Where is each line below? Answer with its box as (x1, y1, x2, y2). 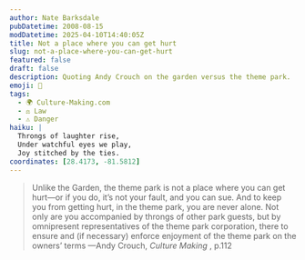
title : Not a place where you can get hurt (9, 38, 178, 48)
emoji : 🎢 (9, 81, 43, 90)
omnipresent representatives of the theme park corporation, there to (31, 220, 289, 232)
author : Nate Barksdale (9, 13, 100, 23)
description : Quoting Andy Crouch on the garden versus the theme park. (9, 73, 291, 82)
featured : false (9, 55, 71, 65)
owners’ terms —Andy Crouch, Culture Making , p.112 (31, 240, 232, 251)
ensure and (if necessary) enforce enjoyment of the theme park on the (31, 230, 297, 241)
